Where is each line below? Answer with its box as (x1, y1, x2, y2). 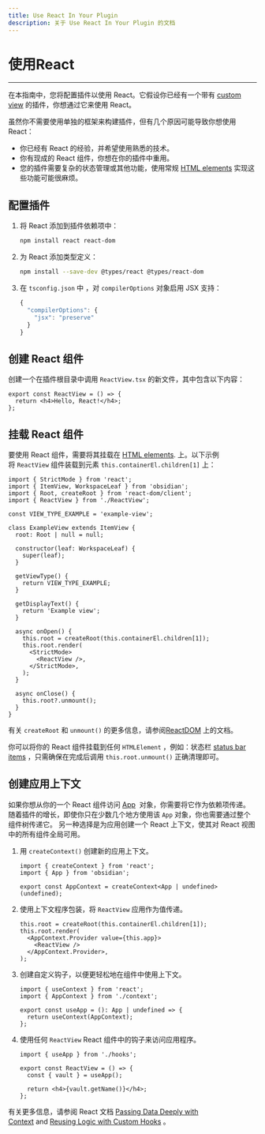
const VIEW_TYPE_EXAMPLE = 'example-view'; (8, 510, 154, 518)
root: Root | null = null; (15, 531, 104, 539)
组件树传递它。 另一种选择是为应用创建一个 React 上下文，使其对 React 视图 (8, 819, 256, 829)
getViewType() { (15, 573, 69, 580)
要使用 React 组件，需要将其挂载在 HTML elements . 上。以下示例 (8, 450, 219, 459)
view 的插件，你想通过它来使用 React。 (8, 100, 136, 110)
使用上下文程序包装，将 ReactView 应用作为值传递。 (19, 904, 188, 914)
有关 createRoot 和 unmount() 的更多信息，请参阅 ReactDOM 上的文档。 (8, 726, 238, 734)
